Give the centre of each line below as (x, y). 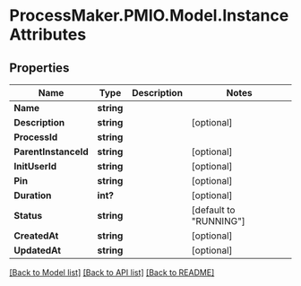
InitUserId (35, 166)
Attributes (48, 35)
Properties (39, 68)
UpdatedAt (37, 250)
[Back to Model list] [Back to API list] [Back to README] (112, 273)
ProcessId (36, 137)
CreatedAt (36, 236)
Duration (33, 195)
